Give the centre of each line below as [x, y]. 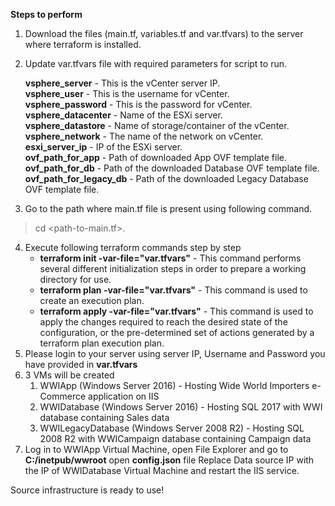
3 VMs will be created [69, 375]
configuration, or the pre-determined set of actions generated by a [177, 332]
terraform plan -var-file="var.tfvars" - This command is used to [173, 290]
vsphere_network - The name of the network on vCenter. [144, 136]
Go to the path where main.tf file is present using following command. [168, 208]
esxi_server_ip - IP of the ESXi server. [103, 147]
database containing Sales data [104, 417]
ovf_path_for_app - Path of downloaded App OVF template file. [156, 157]
